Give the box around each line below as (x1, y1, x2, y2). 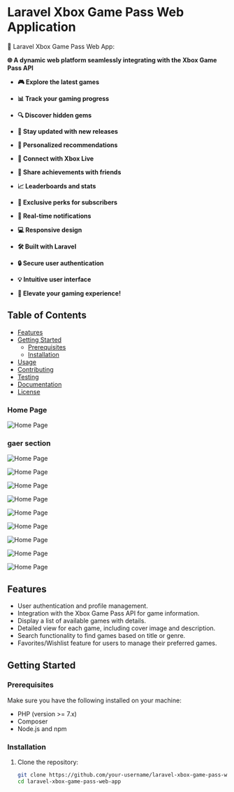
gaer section (7, 438, 51, 448)
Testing (17, 373, 40, 381)
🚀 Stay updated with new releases (17, 127, 119, 135)
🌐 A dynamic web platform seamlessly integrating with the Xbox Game (7, 55, 217, 64)
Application (7, 19, 76, 35)
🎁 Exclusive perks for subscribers (17, 197, 117, 207)
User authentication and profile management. (17, 602, 148, 610)
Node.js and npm (17, 724, 67, 732)
